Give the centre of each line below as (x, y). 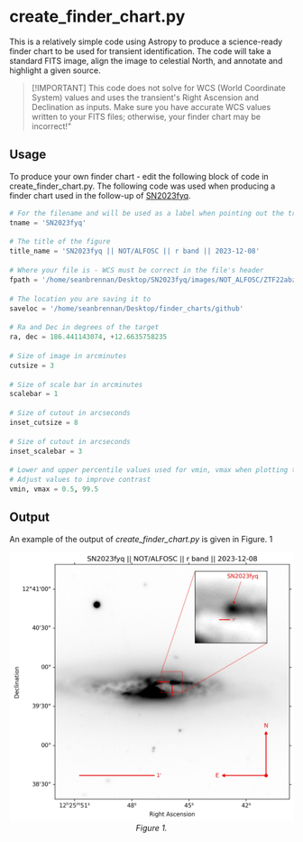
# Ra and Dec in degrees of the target (84, 328)
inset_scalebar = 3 (46, 451)
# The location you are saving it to (80, 299)
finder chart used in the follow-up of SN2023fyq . (100, 195)
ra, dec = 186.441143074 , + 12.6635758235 (88, 337)
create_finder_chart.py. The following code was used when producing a (142, 186)
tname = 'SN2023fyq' (48, 223)
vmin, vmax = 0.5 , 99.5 (54, 489)
